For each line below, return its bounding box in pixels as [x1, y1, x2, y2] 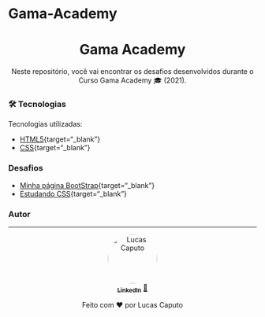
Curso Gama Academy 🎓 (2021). [78, 76, 187, 85]
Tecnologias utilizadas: [8, 120, 83, 129]
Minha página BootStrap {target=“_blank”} [19, 180, 155, 190]
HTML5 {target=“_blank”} [19, 135, 101, 144]
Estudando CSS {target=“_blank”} [19, 189, 128, 198]
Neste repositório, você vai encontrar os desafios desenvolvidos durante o [11, 67, 254, 76]
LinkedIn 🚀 [117, 283, 148, 294]
